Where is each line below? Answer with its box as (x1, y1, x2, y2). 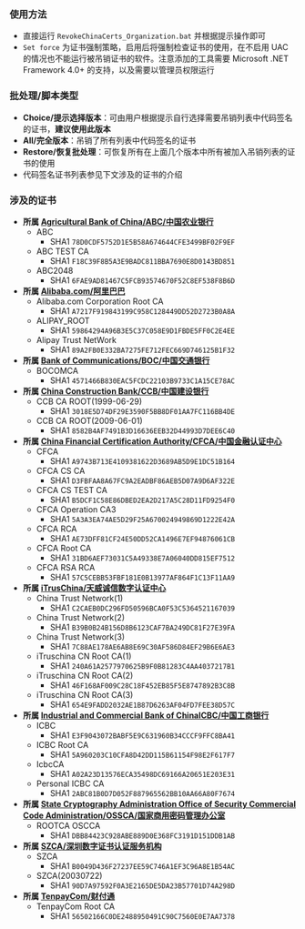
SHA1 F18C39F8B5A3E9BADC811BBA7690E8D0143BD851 (49, 255, 235, 266)
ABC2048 (36, 265, 74, 276)
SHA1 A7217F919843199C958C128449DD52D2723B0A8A (49, 305, 235, 316)
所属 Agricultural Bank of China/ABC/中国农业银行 (22, 216, 214, 227)
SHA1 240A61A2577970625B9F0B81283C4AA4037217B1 (49, 660, 235, 671)
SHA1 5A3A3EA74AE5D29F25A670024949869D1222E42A (49, 513, 235, 524)
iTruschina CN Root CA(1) (36, 651, 132, 661)
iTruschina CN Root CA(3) (36, 689, 134, 700)
